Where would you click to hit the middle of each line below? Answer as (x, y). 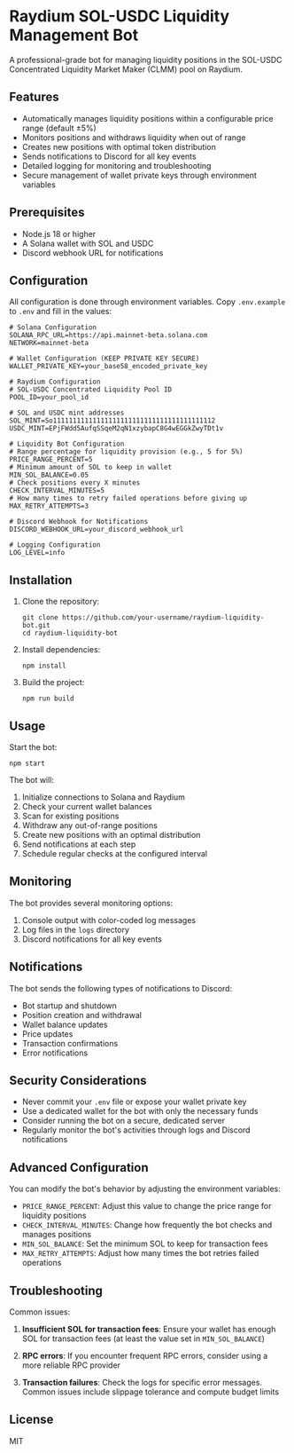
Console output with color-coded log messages (109, 920)
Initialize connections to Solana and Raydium (104, 797)
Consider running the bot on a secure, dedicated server (124, 1121)
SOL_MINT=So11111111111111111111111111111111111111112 (112, 421)
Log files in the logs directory (76, 929)
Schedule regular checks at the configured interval (115, 853)
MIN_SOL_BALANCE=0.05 (49, 475)
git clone (40, 618)
